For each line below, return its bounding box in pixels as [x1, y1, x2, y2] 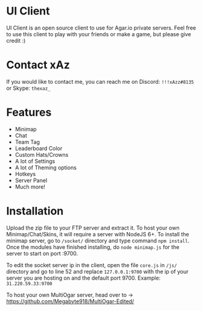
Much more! [14, 183, 45, 190]
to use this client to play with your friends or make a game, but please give [6, 30, 192, 37]
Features [6, 105, 52, 119]
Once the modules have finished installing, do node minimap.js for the [6, 243, 180, 251]
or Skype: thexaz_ [6, 84, 51, 92]
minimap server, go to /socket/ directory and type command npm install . [6, 237, 190, 244]
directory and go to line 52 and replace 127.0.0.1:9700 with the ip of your [6, 268, 189, 275]
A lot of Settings [14, 157, 55, 165]
